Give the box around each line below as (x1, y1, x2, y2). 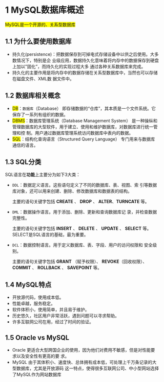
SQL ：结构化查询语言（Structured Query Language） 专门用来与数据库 (12, 136, 155, 142)
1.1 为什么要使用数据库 (5, 37, 72, 46)
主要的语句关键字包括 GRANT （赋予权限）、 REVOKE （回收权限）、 (12, 259, 147, 264)
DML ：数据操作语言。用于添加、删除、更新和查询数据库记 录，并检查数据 (12, 209, 157, 215)
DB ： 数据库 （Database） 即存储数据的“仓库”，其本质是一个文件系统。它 (12, 105, 156, 111)
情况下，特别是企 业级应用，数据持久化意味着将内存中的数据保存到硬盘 (16, 57, 159, 63)
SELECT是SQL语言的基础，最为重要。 (12, 232, 89, 238)
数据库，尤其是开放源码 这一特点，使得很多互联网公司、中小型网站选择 (16, 365, 159, 371)
